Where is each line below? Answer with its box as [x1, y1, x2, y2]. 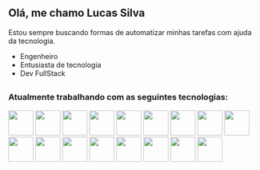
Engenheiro [19, 51, 58, 61]
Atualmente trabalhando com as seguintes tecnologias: [8, 92, 229, 103]
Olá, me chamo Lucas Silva [8, 6, 146, 20]
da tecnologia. [8, 36, 56, 45]
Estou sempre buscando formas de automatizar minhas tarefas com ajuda [8, 27, 252, 37]
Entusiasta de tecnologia [19, 60, 102, 69]
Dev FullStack [19, 68, 66, 78]
